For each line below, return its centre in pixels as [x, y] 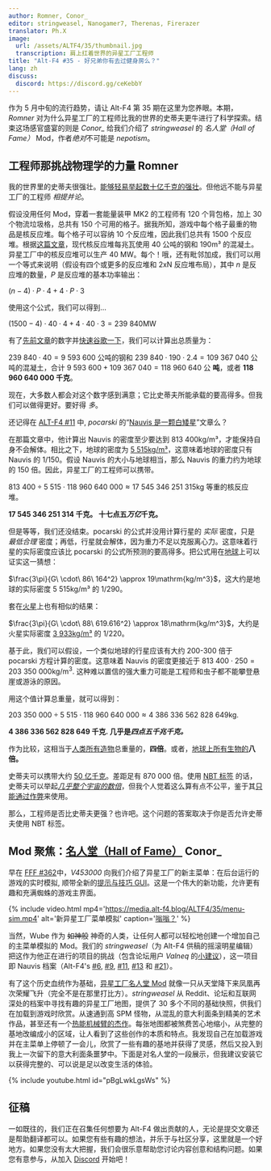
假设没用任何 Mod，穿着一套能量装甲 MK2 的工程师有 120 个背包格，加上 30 [135, 214]
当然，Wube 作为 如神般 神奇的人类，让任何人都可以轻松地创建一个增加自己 [134, 936]
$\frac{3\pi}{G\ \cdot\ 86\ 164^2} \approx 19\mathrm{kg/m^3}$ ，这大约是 [131, 579]
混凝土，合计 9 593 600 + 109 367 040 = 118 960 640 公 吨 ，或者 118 [138, 368]
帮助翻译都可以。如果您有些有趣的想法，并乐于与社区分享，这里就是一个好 [139, 1139]
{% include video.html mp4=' [57, 909]
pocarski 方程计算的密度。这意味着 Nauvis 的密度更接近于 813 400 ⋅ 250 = [132, 661]
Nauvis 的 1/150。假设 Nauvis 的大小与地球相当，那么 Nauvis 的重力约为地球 [135, 460]
